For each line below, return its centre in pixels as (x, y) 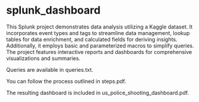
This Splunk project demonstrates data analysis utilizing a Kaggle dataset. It (99, 27)
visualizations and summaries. (43, 58)
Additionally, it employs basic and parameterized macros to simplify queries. (100, 46)
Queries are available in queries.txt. (50, 69)
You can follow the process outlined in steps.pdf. (66, 81)
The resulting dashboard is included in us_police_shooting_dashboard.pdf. (98, 93)
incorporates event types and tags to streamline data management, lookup (98, 33)
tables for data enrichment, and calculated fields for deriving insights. (92, 39)
